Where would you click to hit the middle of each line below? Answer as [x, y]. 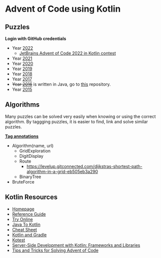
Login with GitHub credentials [36, 38]
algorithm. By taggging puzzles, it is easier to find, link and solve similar [77, 121]
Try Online [22, 219]
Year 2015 [22, 89]
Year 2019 [22, 69]
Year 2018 [22, 74]
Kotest [18, 240]
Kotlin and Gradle [29, 235]
